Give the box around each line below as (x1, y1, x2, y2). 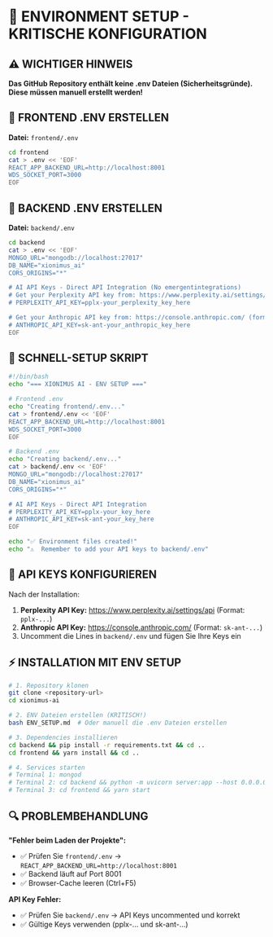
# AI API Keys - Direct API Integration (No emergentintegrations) (8, 284, 242, 292)
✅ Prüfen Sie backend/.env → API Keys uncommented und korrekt (19, 910, 240, 920)
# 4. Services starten (8, 763, 85, 772)
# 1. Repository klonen (8, 681, 89, 689)
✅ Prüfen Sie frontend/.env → (19, 851, 122, 860)
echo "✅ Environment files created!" (8, 538, 138, 546)
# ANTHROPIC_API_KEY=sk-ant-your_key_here (8, 515, 154, 524)
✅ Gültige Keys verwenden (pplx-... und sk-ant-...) (19, 919, 188, 929)
